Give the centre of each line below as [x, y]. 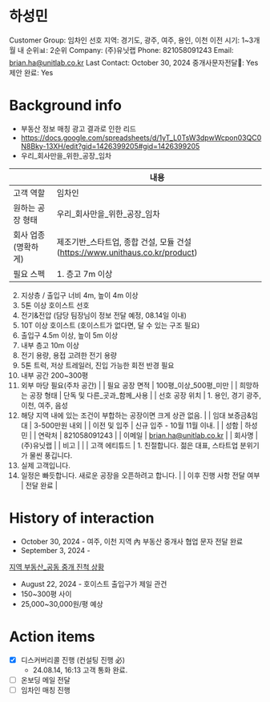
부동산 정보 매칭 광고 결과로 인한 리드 [79, 128]
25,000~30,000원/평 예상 [62, 604]
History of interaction [82, 518]
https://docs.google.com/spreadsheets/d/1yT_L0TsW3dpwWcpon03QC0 [141, 138]
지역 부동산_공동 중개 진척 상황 [57, 567]
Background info [66, 106]
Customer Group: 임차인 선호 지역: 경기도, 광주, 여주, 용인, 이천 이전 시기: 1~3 [131, 40]
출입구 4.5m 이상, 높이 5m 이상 [69, 335]
